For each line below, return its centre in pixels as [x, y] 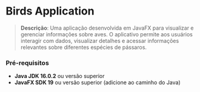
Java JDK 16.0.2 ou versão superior [59, 76]
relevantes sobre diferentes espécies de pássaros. [83, 47]
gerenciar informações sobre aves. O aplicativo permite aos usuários [107, 34]
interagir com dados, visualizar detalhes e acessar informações [100, 41]
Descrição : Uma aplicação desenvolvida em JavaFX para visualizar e [107, 28]
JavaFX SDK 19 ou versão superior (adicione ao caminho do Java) [98, 82]
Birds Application [50, 11]
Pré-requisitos [27, 63]
